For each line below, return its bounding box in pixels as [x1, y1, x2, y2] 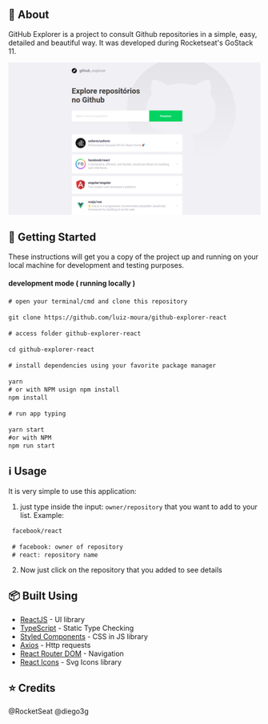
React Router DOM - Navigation [19, 649, 124, 658]
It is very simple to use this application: [8, 486, 137, 495]
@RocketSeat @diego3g [8, 706, 90, 716]
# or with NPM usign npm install [8, 386, 120, 394]
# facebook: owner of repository [11, 543, 124, 551]
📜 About [8, 8, 50, 22]
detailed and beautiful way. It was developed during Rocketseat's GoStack [8, 38, 254, 47]
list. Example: [19, 510, 64, 520]
